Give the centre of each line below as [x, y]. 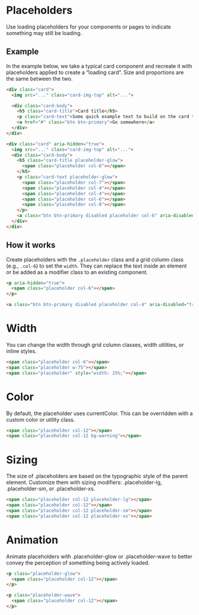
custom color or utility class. [41, 419]
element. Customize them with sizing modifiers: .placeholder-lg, [84, 482]
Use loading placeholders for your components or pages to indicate [89, 27]
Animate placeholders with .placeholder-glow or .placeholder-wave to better [99, 556]
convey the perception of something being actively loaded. [78, 563]
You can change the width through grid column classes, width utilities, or [95, 345]
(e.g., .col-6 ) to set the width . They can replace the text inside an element [97, 266]
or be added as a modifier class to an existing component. [77, 272]
